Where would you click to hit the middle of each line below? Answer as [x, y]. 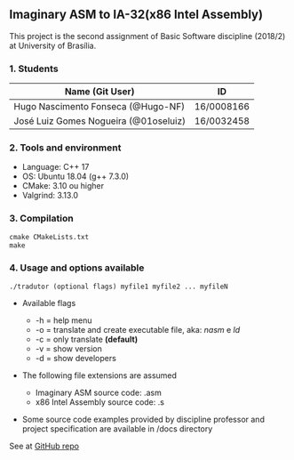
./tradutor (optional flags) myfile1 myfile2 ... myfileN [119, 286]
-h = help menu [64, 320]
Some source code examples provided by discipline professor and [143, 419]
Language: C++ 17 [56, 167]
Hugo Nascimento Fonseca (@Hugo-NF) [99, 107]
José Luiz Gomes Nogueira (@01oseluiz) [100, 121]
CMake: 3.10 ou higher [63, 186]
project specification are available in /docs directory [117, 428]
